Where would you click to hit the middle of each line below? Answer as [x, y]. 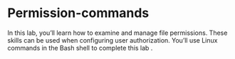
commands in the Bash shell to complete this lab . [80, 48]
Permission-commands [78, 13]
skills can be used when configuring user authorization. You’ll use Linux [113, 40]
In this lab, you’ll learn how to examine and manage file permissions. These [117, 33]
